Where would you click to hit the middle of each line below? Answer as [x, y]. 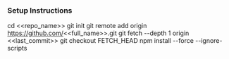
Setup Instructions [40, 11]
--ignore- [209, 41]
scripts [17, 48]
